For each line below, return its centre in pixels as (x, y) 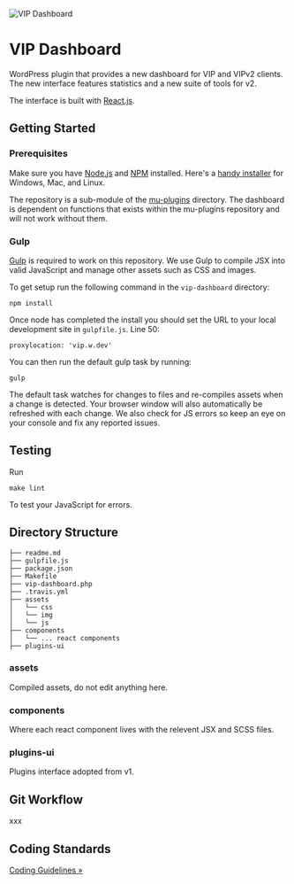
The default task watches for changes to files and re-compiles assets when (147, 394)
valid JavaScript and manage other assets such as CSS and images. (133, 269)
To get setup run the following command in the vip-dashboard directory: (139, 287)
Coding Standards (60, 849)
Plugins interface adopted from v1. (72, 772)
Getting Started (53, 128)
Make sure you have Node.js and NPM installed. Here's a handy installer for (147, 173)
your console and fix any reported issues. (85, 423)
